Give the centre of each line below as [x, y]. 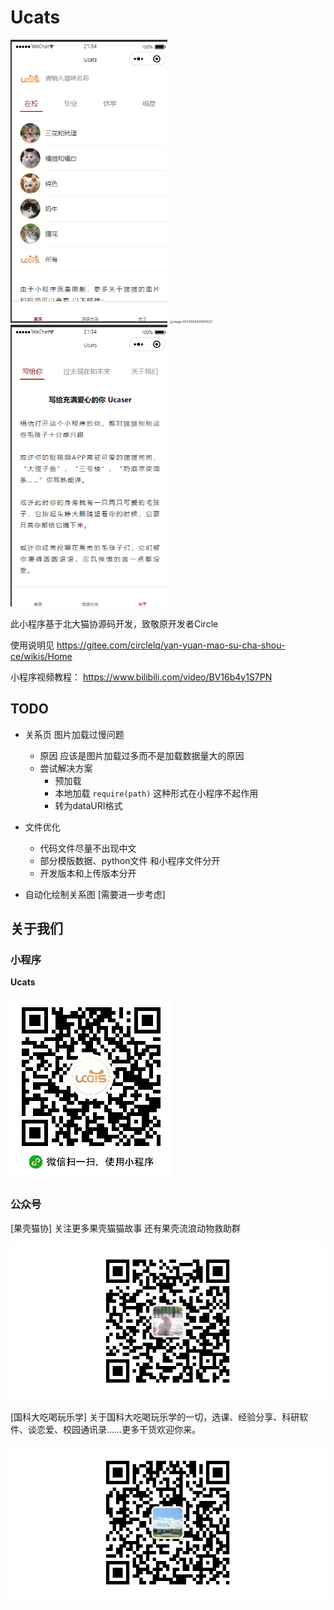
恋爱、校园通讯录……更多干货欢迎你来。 [119, 1430]
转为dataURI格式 [88, 805]
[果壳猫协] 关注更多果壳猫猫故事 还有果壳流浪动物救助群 [126, 1228]
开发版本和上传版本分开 [88, 873]
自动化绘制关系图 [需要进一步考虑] [95, 894]
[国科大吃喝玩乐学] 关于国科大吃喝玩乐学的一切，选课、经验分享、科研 [155, 1417]
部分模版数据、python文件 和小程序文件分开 [130, 860]
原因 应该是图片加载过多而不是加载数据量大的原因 [142, 755]
